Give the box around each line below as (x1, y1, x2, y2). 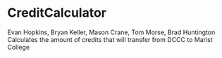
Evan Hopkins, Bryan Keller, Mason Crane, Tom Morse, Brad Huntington (7, 28, 216, 36)
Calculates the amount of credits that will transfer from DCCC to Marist (7, 35, 213, 43)
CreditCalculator (7, 5, 107, 21)
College (7, 43, 30, 51)
